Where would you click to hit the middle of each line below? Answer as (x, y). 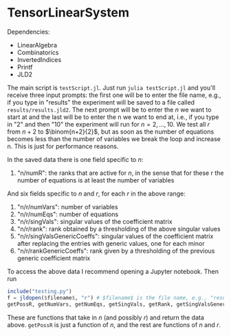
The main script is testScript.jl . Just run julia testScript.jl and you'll (111, 87)
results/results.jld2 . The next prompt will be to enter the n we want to (109, 109)
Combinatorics (38, 52)
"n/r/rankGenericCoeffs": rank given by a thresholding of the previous (116, 251)
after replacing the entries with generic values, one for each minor (111, 243)
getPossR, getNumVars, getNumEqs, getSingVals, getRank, (90, 304)
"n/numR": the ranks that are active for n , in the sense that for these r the (120, 173)
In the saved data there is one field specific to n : (75, 159)
